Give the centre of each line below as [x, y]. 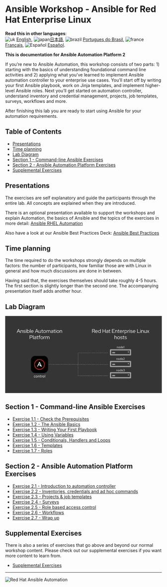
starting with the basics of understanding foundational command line [76, 69]
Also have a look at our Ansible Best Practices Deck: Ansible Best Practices [82, 233]
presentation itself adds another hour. [44, 291]
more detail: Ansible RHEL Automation [44, 223]
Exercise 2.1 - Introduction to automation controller [64, 486]
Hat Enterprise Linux [48, 20]
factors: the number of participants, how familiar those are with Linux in [78, 266]
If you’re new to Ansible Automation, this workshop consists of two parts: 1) [83, 64]
